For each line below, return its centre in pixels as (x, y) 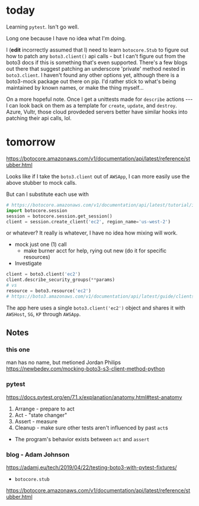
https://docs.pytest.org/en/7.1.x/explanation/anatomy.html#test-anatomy (94, 397)
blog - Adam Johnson (38, 454)
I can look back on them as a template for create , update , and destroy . (92, 105)
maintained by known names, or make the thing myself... (75, 87)
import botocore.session (37, 211)
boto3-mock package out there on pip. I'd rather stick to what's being (91, 81)
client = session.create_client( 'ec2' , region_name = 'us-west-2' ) (88, 222)
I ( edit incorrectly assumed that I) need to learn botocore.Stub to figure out (97, 50)
